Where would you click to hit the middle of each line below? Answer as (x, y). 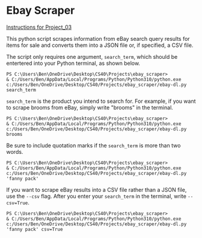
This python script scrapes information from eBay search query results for (98, 38)
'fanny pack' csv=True (35, 229)
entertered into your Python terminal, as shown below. (73, 63)
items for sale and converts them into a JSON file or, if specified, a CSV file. (100, 45)
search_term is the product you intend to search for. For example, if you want (101, 101)
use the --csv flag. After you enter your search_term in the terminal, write (96, 196)
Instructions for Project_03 (39, 27)
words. (15, 151)
